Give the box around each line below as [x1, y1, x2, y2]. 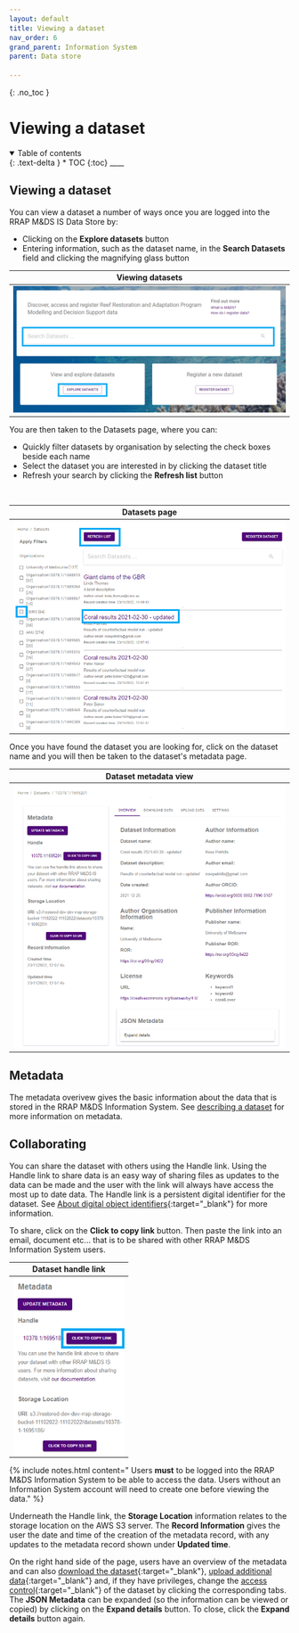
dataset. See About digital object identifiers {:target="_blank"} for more [9, 1198, 269, 1208]
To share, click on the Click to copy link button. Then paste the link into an [9, 1225, 282, 1235]
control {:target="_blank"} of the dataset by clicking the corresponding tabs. [9, 1585, 287, 1596]
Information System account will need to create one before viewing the [9, 1484, 270, 1495]
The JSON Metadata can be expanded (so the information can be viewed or [9, 1595, 289, 1605]
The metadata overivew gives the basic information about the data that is [9, 1092, 278, 1102]
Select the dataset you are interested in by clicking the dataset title [21, 460, 267, 471]
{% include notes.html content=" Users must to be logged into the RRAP [9, 1465, 275, 1476]
